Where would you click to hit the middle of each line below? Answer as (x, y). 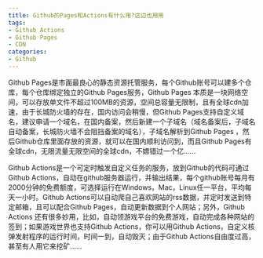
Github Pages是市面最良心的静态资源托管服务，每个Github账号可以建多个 (126, 82)
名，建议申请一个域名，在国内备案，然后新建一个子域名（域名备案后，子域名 (132, 122)
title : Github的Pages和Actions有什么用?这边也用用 (86, 15)
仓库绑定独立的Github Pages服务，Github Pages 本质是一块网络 (138, 92)
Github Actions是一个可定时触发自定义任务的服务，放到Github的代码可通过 (129, 167)
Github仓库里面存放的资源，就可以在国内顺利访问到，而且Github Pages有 (133, 141)
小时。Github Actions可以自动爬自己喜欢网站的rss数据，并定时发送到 (133, 197)
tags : (17, 23)
